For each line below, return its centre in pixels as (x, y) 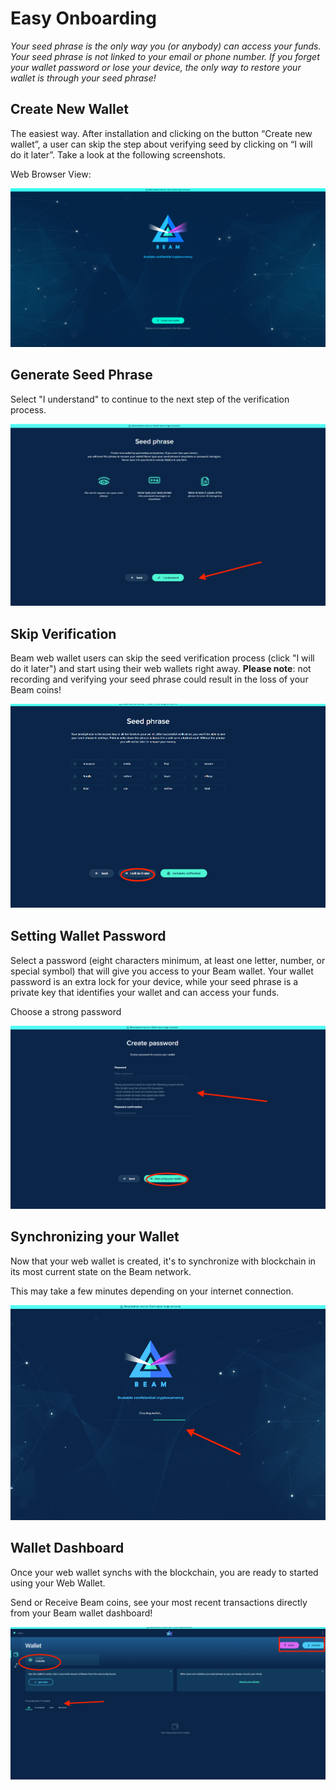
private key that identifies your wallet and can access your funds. (145, 992)
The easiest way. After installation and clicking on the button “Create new (161, 133)
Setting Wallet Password (88, 936)
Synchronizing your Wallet (95, 1237)
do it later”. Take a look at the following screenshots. (118, 154)
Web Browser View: (51, 174)
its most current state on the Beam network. (101, 1271)
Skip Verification (63, 633)
